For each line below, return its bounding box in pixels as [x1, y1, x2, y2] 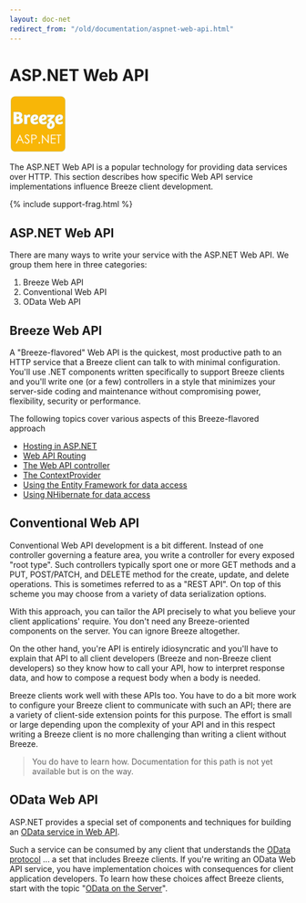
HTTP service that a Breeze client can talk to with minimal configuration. [9, 357, 280, 368]
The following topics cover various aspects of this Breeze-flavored [9, 414, 260, 425]
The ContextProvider [22, 470, 102, 481]
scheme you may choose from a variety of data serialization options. [9, 588, 267, 599]
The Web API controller [22, 460, 111, 471]
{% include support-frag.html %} [9, 199, 134, 210]
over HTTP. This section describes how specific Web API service [9, 172, 253, 183]
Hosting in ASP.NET [22, 441, 97, 452]
